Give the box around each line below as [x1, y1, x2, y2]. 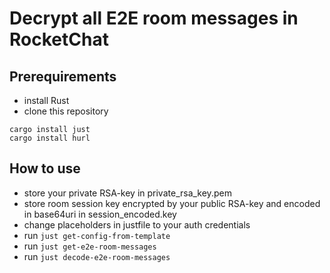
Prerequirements [9, 68, 117, 85]
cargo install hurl [9, 133, 91, 143]
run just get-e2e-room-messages [23, 240, 157, 252]
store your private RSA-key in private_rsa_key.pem [23, 187, 232, 199]
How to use [9, 160, 81, 177]
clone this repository [23, 105, 109, 117]
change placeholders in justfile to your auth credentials [23, 218, 251, 231]
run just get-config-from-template [23, 229, 171, 241]
